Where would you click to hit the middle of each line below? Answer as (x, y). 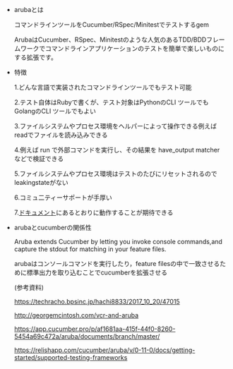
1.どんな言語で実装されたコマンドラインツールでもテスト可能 (103, 87)
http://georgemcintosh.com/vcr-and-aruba (76, 315)
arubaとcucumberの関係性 (53, 228)
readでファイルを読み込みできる (61, 135)
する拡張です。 (36, 57)
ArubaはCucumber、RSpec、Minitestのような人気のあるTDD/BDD (110, 40)
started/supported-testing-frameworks (71, 357)
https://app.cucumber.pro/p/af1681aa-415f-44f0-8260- (95, 329)
